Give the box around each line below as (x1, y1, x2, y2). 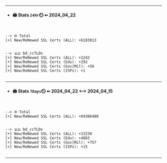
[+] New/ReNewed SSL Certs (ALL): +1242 (5, 55, 90, 60)
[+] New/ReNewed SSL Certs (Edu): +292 (5, 60, 88, 65)
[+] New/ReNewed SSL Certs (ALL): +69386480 (5, 114, 99, 119)
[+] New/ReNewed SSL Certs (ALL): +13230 (5, 131, 92, 137)
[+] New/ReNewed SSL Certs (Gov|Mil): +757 (5, 140, 97, 145)
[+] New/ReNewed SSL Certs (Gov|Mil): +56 (5, 64, 94, 69)
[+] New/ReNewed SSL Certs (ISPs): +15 (5, 145, 88, 150)
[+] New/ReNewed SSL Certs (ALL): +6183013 (5, 38, 97, 43)
